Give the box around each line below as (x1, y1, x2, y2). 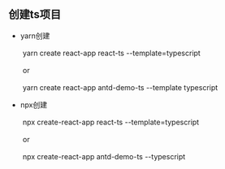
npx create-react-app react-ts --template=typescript (22, 117, 200, 127)
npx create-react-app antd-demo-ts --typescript (22, 151, 186, 161)
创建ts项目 (8, 7, 62, 22)
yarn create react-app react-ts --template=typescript (22, 48, 201, 58)
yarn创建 (19, 31, 50, 41)
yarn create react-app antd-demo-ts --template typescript (22, 82, 219, 92)
